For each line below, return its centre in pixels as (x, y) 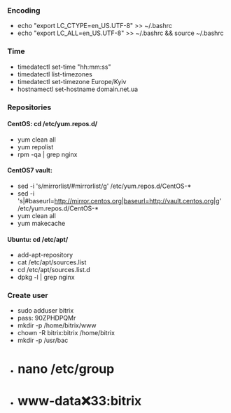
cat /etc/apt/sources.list (52, 262)
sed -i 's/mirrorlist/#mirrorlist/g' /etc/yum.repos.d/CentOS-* (104, 186)
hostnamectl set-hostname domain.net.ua (78, 89)
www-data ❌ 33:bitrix (79, 401)
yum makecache (41, 223)
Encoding (24, 11)
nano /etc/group (66, 368)
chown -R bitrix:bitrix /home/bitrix (66, 333)
